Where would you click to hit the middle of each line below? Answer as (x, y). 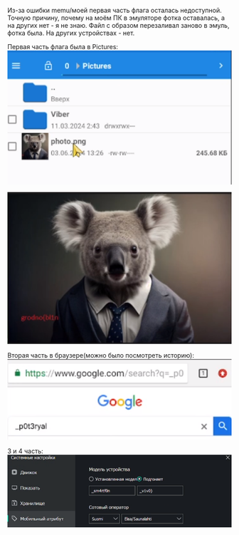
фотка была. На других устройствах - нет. (71, 33)
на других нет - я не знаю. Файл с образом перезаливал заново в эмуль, (118, 25)
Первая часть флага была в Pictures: (63, 47)
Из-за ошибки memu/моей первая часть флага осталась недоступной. (115, 10)
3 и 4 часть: (26, 451)
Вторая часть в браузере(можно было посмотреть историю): (101, 355)
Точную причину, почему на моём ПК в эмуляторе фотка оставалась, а (116, 18)
